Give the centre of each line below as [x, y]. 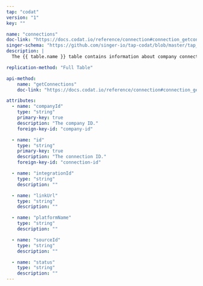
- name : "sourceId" [36, 240]
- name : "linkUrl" [35, 195]
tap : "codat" [23, 12]
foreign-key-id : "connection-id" [59, 162]
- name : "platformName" [41, 218]
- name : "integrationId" [43, 173]
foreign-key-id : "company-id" [55, 129]
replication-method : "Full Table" [50, 67]
